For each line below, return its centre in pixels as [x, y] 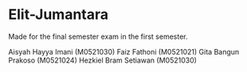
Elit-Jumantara [59, 15]
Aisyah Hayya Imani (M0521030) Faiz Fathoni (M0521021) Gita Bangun [124, 51]
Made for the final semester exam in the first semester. [98, 36]
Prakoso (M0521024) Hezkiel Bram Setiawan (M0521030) [103, 60]
